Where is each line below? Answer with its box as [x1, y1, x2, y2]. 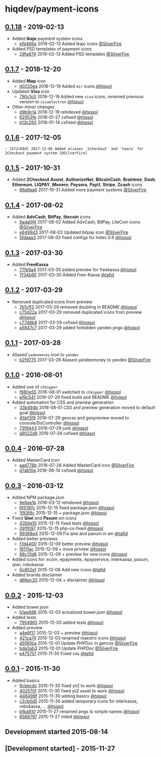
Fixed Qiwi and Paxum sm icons [12, 515, 77, 521]
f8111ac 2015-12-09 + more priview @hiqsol [19, 546, 106, 552]
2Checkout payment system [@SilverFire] [5, 151, 88, 155]
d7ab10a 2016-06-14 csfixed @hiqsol [19, 467, 93, 473]
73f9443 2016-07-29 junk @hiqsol [19, 425, 88, 431]
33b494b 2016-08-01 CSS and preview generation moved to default [19, 404, 156, 410]
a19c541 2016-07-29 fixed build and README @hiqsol [19, 394, 127, 400]
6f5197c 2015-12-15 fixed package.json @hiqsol [19, 505, 115, 511]
